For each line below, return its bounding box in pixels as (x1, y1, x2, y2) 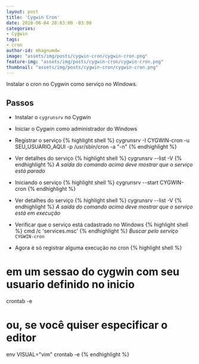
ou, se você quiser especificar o (6, 319, 168, 332)
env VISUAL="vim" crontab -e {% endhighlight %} (6, 351, 130, 358)
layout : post (6, 8, 39, 15)
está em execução (14, 209, 61, 217)
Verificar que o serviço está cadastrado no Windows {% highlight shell (14, 221, 189, 229)
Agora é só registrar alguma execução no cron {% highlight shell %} (14, 244, 182, 251)
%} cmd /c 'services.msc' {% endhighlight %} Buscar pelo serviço (14, 227, 179, 235)
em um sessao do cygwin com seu (6, 265, 180, 279)
